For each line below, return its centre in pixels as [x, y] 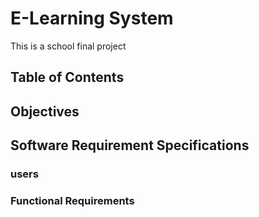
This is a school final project [68, 46]
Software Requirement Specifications [130, 145]
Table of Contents [67, 77]
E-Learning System [92, 18]
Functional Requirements [72, 200]
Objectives [45, 111]
